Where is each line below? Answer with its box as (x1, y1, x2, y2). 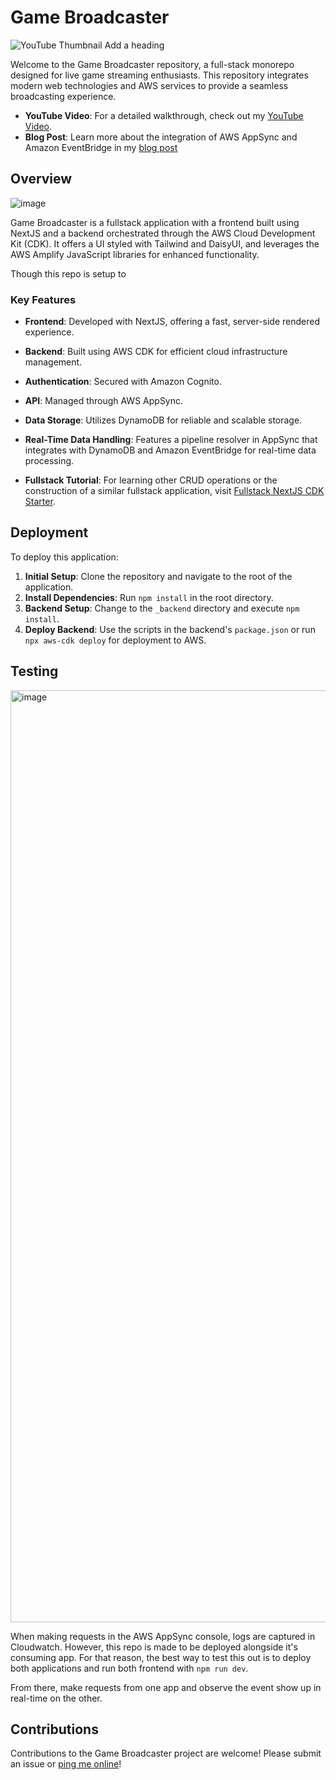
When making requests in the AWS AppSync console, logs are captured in (10, 1630, 316, 1642)
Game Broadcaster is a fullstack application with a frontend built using (10, 216, 300, 228)
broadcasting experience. (10, 90, 117, 102)
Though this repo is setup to (10, 267, 127, 280)
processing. (24, 455, 75, 467)
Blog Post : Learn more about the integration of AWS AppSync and (24, 131, 298, 143)
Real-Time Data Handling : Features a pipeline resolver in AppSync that (24, 434, 318, 446)
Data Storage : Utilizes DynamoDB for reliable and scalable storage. (24, 414, 303, 426)
